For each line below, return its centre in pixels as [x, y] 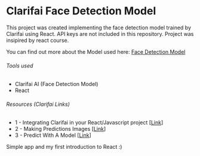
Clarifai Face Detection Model [81, 11]
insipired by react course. [38, 40]
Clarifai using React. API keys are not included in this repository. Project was [100, 33]
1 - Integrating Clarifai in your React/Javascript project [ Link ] [89, 123]
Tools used [20, 65]
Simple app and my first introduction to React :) [64, 147]
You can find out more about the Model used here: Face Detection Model [96, 51]
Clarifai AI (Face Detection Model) [56, 84]
